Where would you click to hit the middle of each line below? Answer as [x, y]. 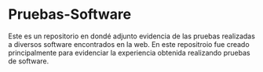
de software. [29, 61]
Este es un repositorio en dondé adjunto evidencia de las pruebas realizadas [131, 36]
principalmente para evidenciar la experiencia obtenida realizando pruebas [129, 52]
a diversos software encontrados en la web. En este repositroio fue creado [129, 44]
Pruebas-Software [70, 14]
